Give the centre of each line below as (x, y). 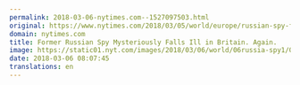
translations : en (42, 67)
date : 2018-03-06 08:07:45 (59, 58)
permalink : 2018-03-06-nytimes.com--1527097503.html (109, 17)
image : (21, 50)
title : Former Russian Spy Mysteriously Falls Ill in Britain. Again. (143, 42)
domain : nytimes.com (48, 34)
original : (28, 26)
